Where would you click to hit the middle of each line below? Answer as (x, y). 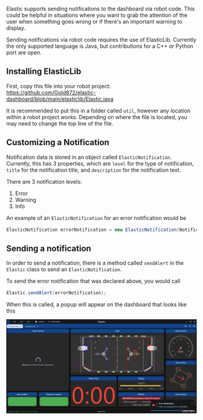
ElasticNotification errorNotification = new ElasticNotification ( (93, 230)
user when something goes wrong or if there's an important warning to (94, 21)
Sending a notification (49, 248)
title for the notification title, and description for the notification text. (94, 170)
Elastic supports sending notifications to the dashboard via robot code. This (101, 9)
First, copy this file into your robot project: (59, 86)
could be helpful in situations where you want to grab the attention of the (97, 15)
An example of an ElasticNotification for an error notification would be (96, 218)
